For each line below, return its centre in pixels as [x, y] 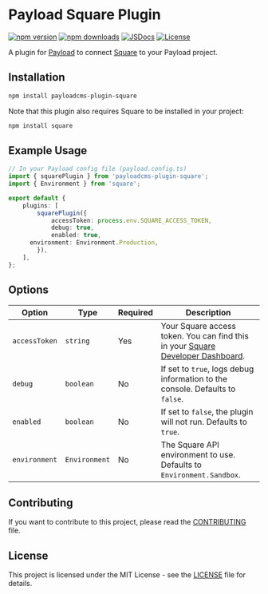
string [77, 341]
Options [29, 290]
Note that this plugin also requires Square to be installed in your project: [126, 111]
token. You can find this [205, 335]
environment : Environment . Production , [94, 243]
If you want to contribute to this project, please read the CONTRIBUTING [127, 522]
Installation [37, 77]
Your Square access [199, 326]
